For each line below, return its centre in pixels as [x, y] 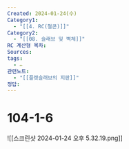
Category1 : [23, 20]
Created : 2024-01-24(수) [42, 13]
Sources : [20, 52]
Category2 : [23, 33]
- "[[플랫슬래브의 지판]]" [46, 78]
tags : [15, 59]
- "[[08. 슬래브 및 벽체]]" [49, 39]
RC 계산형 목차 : [27, 46]
